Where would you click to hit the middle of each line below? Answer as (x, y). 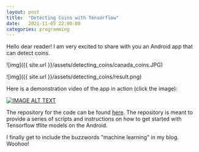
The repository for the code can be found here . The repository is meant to (99, 112)
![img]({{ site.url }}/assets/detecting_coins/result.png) (74, 77)
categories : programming (38, 29)
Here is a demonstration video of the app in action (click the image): (92, 89)
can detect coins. (28, 53)
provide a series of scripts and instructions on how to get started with (94, 119)
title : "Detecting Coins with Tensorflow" (63, 18)
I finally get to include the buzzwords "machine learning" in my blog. (93, 137)
